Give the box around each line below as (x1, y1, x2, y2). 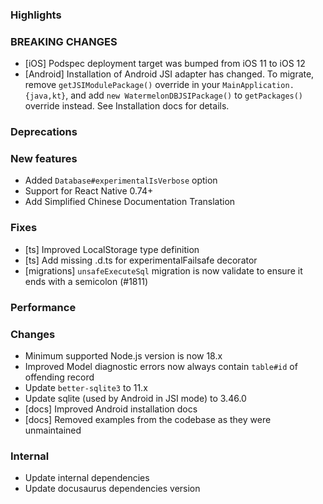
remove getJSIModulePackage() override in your (24, 79, 221, 91)
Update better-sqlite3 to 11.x (24, 381, 148, 393)
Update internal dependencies (24, 472, 150, 484)
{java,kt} (24, 91, 67, 102)
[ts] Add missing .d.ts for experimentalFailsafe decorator (24, 254, 258, 266)
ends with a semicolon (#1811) (24, 275, 148, 287)
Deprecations (10, 125, 78, 139)
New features (10, 152, 78, 166)
